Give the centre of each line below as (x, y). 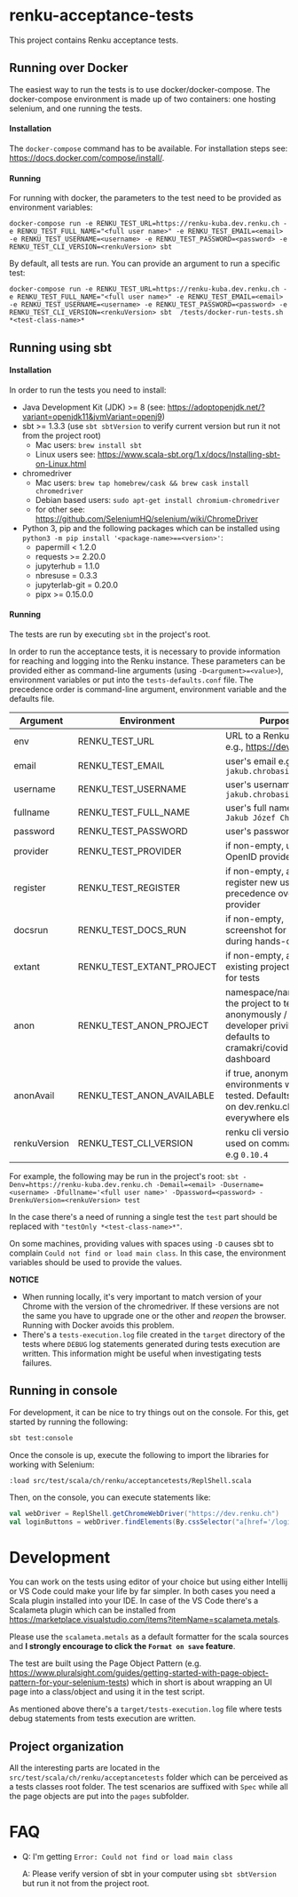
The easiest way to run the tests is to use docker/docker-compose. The (140, 89)
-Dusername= (242, 1184)
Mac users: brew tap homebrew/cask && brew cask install (142, 482)
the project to (254, 1003)
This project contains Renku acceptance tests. (94, 40)
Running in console (63, 1391)
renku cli (243, 1132)
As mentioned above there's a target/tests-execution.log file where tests (145, 1709)
